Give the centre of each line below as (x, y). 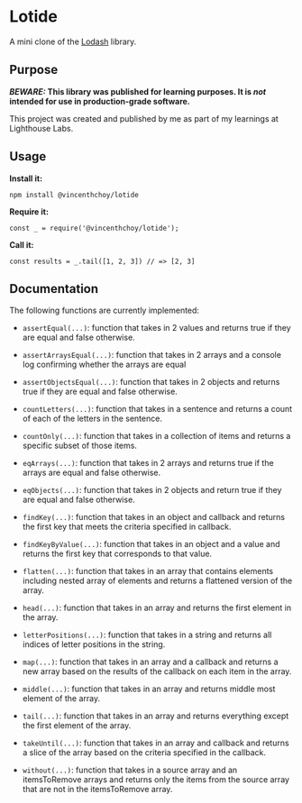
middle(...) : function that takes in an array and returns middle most (149, 689)
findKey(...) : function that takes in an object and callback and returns (154, 517)
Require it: (29, 211)
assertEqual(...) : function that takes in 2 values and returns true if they (156, 328)
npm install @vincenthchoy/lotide (74, 195)
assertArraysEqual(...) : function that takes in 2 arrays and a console (152, 355)
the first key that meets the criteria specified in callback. (127, 527)
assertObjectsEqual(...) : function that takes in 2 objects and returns (151, 382)
